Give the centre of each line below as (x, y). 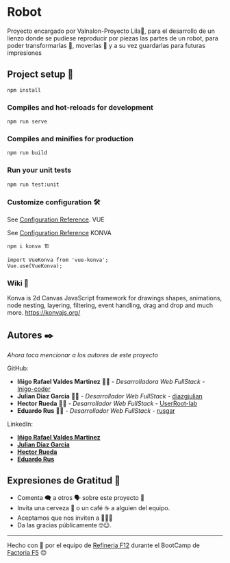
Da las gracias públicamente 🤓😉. (64, 525)
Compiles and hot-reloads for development (80, 107)
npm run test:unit (33, 184)
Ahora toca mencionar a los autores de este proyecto (83, 355)
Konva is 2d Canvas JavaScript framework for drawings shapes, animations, (115, 298)
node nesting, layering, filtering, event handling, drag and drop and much (110, 305)
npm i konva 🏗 (28, 246)
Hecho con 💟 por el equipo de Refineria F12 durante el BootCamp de (103, 545)
